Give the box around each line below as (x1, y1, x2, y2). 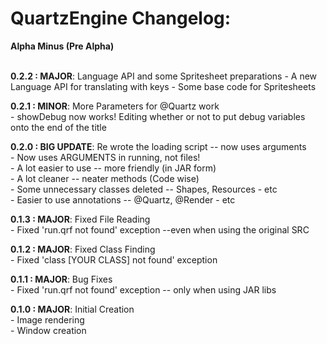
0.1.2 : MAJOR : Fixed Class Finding (10, 243, 156, 255)
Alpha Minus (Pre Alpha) (10, 40, 115, 52)
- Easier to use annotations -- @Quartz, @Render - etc (10, 193, 236, 206)
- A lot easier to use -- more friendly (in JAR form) (10, 162, 217, 174)
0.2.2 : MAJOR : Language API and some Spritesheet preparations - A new (10, 70, 318, 82)
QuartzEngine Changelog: (10, 7, 232, 30)
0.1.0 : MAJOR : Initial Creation (10, 303, 135, 315)
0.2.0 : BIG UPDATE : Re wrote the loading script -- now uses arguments (10, 140, 307, 152)
